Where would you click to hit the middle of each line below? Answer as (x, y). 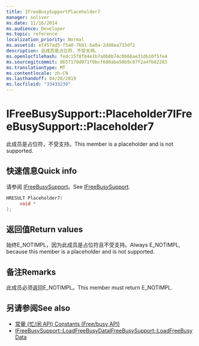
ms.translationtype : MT (36, 67)
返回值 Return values (45, 229)
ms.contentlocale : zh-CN (37, 73)
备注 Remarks (31, 272)
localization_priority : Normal (45, 40)
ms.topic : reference (32, 34)
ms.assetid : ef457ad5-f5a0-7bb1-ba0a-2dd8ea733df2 (71, 46)
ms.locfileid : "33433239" (38, 85)
